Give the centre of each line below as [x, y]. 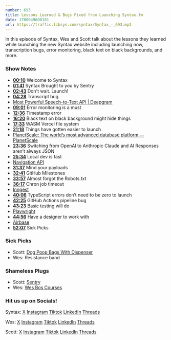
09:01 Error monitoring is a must [47, 107]
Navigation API [28, 162]
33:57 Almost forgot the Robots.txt [49, 178]
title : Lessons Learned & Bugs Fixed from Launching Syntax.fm [74, 15]
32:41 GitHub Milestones [39, 173]
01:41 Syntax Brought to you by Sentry [53, 85]
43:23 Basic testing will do [41, 206]
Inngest [21, 189]
